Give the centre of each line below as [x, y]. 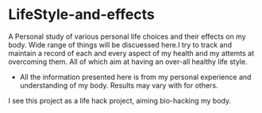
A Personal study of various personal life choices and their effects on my [127, 36]
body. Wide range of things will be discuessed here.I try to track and [120, 44]
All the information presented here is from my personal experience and [135, 77]
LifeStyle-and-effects [81, 15]
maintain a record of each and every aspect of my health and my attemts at [131, 53]
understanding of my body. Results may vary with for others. [119, 85]
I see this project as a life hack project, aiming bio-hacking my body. [120, 100]
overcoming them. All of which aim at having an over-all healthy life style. [128, 62]
